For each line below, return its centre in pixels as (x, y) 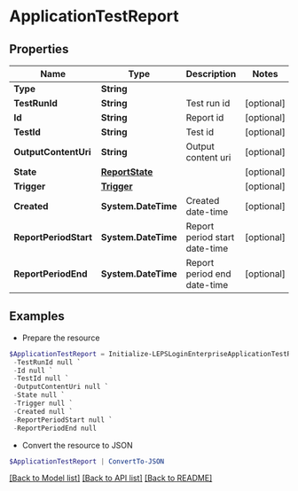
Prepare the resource (61, 338)
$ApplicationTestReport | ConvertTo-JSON (87, 461)
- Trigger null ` (43, 404)
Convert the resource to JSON (77, 445)
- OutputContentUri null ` (61, 387)
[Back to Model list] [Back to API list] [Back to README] (111, 478)
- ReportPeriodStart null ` (63, 420)
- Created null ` (43, 411)
